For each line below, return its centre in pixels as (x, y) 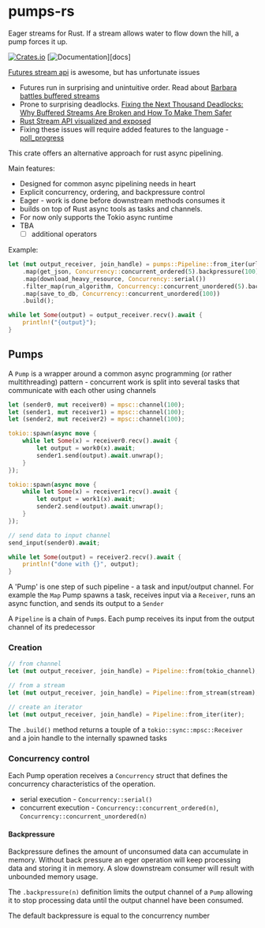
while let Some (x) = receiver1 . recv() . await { (100, 492)
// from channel (35, 664)
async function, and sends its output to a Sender (86, 604)
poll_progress (42, 137)
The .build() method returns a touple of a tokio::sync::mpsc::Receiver (125, 729)
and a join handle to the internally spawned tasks (88, 738)
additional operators (64, 234)
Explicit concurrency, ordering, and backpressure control (112, 192)
